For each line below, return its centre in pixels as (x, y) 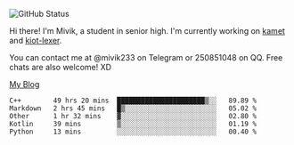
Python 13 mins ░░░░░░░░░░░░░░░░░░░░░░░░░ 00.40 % (133, 132)
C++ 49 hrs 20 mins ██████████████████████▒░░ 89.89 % (133, 101)
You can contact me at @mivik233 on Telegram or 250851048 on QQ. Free (146, 57)
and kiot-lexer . (36, 40)
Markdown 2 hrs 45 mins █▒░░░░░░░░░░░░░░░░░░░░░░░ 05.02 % (133, 109)
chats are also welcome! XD (61, 67)
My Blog (24, 84)
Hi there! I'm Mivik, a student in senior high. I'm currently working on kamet (147, 31)
